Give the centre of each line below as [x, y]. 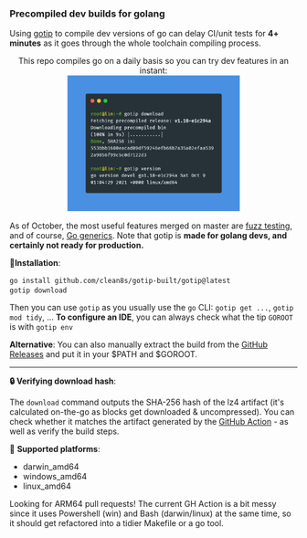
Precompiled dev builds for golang [88, 14]
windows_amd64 [55, 477]
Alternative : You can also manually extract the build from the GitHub [138, 344]
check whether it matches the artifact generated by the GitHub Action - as [149, 422]
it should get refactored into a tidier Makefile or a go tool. [116, 523]
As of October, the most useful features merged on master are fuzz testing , [151, 226]
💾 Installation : [35, 262]
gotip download [38, 290]
